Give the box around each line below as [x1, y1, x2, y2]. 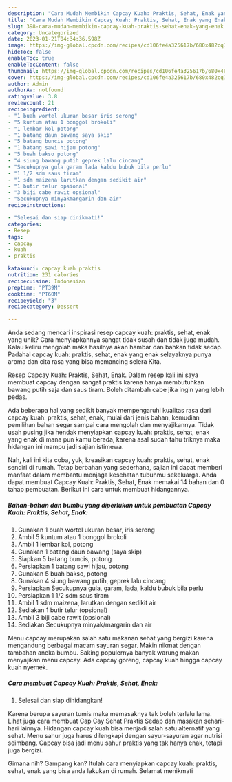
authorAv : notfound [8, 87, 64, 94]
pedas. [8, 393, 28, 401]
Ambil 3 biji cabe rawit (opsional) [17, 613, 112, 622]
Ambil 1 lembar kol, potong [17, 541, 94, 549]
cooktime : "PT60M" [8, 290, 61, 298]
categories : [8, 221, 42, 228]
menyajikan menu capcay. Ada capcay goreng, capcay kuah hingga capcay [8, 656, 222, 664]
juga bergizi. [8, 746, 43, 754]
